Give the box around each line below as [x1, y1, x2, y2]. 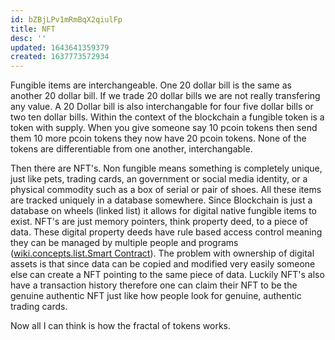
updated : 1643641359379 [10, 42, 110, 53]
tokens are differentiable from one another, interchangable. [10, 143, 253, 155]
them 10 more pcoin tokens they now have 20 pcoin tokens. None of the [10, 132, 307, 145]
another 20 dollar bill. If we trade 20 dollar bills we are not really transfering [10, 90, 321, 102]
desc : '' [10, 33, 47, 43]
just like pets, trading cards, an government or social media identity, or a [10, 173, 308, 185]
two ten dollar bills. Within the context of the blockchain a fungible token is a [10, 111, 325, 123]
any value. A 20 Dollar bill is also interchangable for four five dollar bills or [10, 101, 314, 113]
